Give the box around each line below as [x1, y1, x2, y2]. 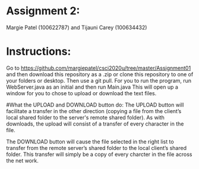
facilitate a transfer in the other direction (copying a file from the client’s [6, 107, 182, 114]
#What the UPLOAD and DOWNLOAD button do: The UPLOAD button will [6, 101, 184, 108]
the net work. [6, 157, 39, 164]
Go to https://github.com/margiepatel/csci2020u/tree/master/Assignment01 [6, 64, 191, 71]
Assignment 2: [6, 4, 80, 18]
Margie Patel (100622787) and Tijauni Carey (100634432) [6, 24, 147, 31]
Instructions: [6, 45, 71, 58]
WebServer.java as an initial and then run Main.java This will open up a [6, 83, 178, 90]
